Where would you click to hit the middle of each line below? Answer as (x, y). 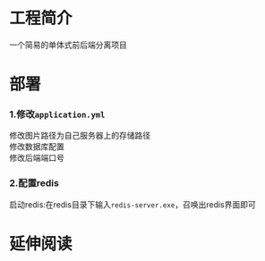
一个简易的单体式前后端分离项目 (68, 45)
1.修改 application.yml (57, 114)
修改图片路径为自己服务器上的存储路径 (80, 136)
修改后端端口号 (37, 158)
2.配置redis (34, 183)
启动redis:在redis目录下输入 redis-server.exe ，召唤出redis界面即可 (133, 204)
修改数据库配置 (37, 147)
